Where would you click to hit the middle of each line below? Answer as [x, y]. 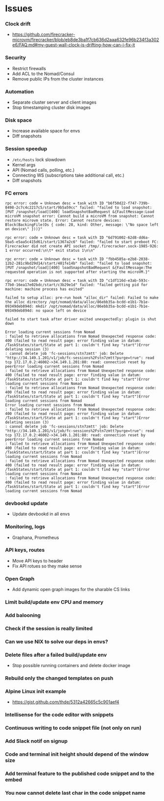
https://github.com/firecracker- [44, 34]
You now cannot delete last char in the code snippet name [75, 793]
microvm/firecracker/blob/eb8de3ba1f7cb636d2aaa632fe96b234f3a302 [85, 40]
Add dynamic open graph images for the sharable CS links [71, 589]
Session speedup [26, 149]
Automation [20, 91]
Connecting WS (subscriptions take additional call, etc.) [68, 175]
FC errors [17, 193]
